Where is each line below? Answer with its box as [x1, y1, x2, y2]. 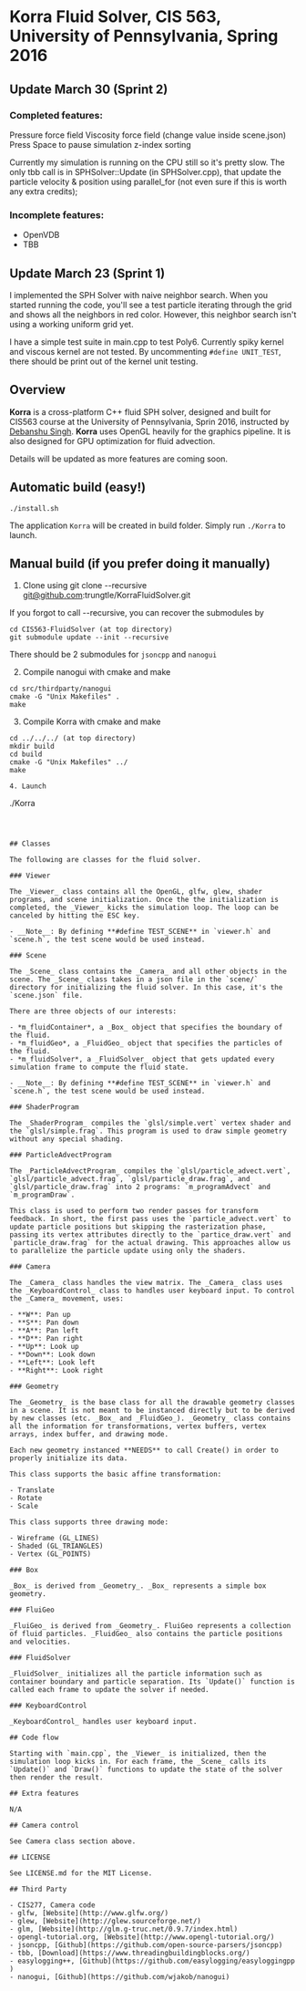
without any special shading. [9, 1135, 125, 1144]
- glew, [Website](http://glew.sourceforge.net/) [9, 1917, 202, 1926]
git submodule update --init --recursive [9, 633, 169, 642]
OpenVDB [22, 230, 60, 241]
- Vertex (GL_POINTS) [9, 1550, 92, 1559]
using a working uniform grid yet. [9, 318, 134, 329]
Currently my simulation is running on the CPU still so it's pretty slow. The [9, 157, 285, 168]
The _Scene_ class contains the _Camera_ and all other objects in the [9, 967, 287, 977]
